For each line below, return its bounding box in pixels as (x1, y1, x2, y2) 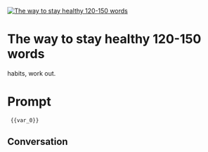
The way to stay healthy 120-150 (7, 32, 202, 47)
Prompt (7, 94, 51, 110)
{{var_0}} (10, 116, 39, 124)
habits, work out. (7, 69, 56, 77)
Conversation (7, 136, 68, 148)
